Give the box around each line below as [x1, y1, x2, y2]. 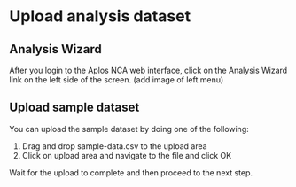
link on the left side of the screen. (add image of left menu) [9, 74, 224, 85]
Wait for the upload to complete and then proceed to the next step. [9, 167, 253, 178]
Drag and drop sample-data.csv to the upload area [21, 140, 207, 152]
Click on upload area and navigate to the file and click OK [21, 150, 232, 160]
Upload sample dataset [9, 100, 140, 115]
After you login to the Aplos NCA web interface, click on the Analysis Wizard [9, 65, 288, 75]
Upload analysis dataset [9, 6, 191, 27]
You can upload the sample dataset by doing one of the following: [9, 123, 250, 134]
